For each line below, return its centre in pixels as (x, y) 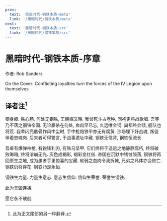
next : (11, 24)
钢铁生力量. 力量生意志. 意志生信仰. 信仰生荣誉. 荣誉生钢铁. (65, 177)
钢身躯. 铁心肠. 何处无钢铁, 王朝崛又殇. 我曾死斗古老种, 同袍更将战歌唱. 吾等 (82, 119)
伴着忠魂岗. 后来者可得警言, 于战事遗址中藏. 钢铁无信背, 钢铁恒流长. (74, 138)
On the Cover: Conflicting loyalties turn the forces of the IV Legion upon (79, 83)
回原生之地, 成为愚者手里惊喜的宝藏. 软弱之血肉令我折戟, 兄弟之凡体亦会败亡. (83, 160)
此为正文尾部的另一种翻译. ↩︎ (42, 214)
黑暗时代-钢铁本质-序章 (53, 59)
